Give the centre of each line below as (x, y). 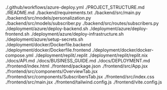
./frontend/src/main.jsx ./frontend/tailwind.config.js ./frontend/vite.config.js (84, 82)
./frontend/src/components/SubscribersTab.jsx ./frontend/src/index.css (80, 77)
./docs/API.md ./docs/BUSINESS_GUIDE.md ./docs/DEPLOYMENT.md (78, 61)
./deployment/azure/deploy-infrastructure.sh (77, 34)
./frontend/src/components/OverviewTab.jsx (51, 71)
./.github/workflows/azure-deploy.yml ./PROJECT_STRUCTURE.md (75, 7)
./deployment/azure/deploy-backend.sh (47, 29)
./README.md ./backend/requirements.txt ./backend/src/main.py (73, 13)
